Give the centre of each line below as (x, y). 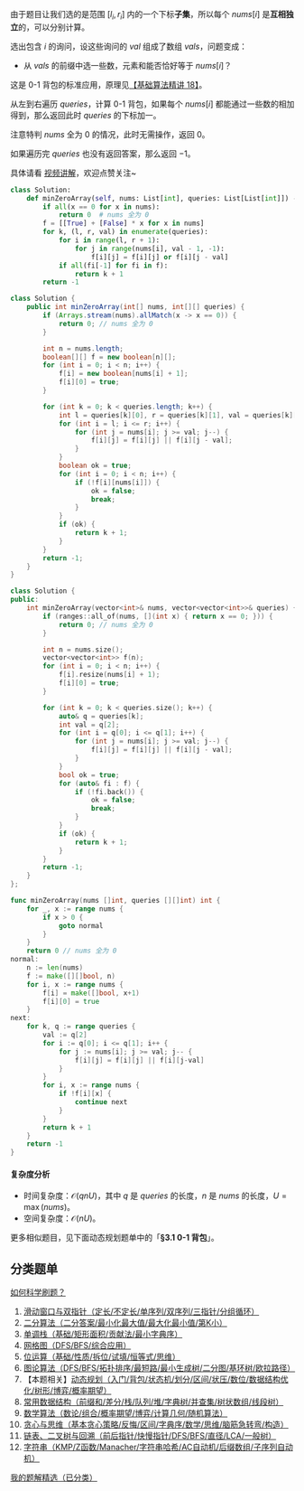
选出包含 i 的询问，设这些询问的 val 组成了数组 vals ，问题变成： (129, 46)
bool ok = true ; (89, 775)
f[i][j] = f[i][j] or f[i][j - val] (160, 257)
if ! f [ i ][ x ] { (85, 1094)
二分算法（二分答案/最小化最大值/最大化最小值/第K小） (125, 1323)
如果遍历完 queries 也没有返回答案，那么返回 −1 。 (103, 154)
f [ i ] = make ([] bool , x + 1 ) (92, 993)
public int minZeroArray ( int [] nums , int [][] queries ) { (136, 307)
